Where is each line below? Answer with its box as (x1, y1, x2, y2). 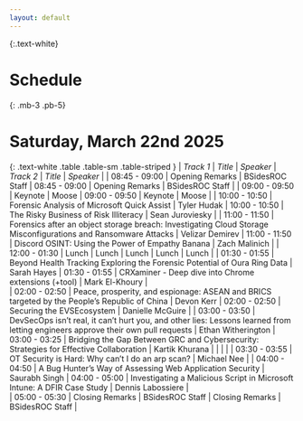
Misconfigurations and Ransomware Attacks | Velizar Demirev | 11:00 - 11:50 (9, 228, 292, 239)
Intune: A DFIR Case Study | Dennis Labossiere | (9, 381, 189, 393)
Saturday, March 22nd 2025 (9, 131, 224, 152)
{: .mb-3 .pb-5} (9, 99, 66, 110)
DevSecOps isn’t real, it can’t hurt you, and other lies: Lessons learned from (9, 314, 291, 325)
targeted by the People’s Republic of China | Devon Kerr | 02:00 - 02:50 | (9, 295, 281, 306)
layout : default (9, 13, 71, 23)
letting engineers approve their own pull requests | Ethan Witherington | (9, 324, 276, 335)
